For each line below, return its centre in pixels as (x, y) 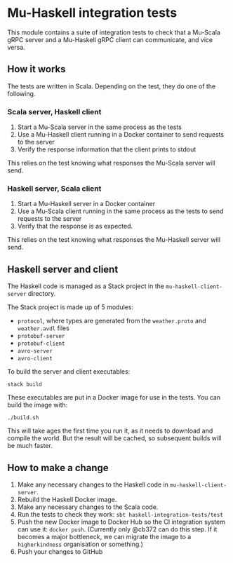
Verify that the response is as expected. (75, 226)
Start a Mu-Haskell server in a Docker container (86, 204)
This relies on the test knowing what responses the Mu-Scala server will (111, 163)
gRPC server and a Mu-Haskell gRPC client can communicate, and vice (110, 39)
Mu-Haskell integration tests (92, 13)
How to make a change (58, 468)
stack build (25, 385)
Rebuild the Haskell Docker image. (67, 499)
